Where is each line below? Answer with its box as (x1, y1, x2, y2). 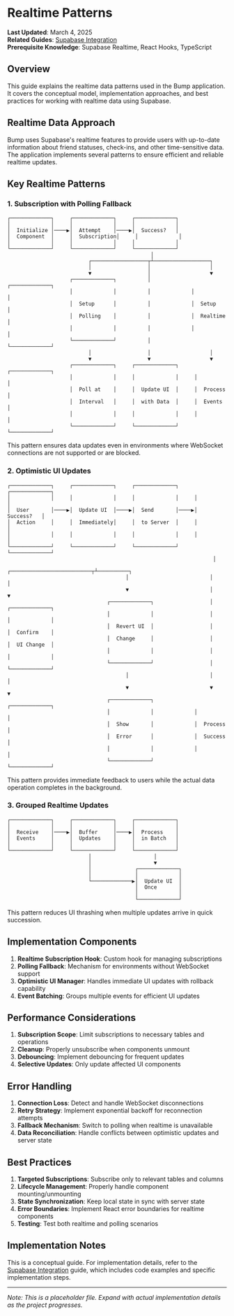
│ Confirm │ (7, 629, 54, 636)
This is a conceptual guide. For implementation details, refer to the (7, 1258, 198, 1266)
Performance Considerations (7, 1012, 136, 1024)
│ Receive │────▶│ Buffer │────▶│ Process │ (7, 829, 179, 836)
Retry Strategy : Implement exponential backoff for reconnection (17, 1106, 203, 1115)
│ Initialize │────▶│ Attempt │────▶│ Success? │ (7, 227, 179, 234)
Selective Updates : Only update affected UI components (17, 1060, 181, 1068)
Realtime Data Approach (7, 117, 116, 129)
